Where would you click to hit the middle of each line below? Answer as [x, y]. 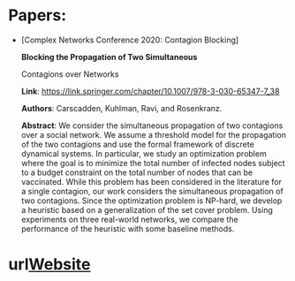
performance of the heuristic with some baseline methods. [128, 228]
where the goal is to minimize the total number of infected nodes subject [153, 163]
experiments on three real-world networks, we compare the [130, 219]
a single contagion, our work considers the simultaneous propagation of [152, 191]
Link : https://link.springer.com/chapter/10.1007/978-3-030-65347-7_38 [150, 91]
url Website [49, 265]
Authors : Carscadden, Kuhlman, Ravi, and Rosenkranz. [121, 108]
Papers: [38, 15]
